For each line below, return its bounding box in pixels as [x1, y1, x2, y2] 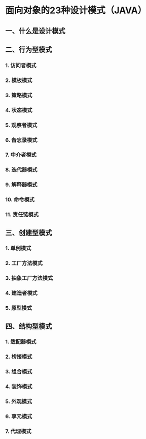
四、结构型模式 [5, 321, 52, 331]
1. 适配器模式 [5, 338, 36, 345]
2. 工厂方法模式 [5, 260, 43, 267]
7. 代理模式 [5, 428, 31, 435]
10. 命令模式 [5, 196, 34, 203]
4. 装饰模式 [5, 383, 32, 390]
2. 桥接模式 [5, 353, 32, 360]
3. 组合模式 [5, 368, 32, 375]
